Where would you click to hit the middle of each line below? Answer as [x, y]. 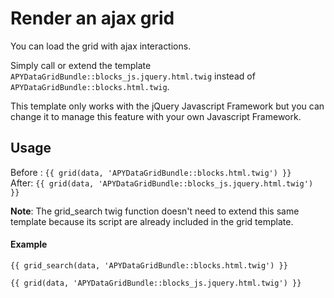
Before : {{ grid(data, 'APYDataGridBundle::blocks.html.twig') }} [151, 172]
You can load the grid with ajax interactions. [101, 46]
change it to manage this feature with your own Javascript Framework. [156, 116]
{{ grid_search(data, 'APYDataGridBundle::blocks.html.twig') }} [149, 265]
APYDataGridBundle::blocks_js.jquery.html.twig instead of [133, 76]
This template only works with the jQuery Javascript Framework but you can [167, 106]
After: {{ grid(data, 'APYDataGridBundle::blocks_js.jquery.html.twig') [162, 183]
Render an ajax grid [92, 18]
